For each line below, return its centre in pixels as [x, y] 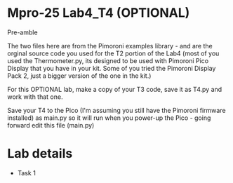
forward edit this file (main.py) [51, 125]
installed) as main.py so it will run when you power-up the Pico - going [109, 118]
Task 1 [27, 172]
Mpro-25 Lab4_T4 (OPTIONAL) [99, 13]
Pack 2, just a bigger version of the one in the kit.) [79, 76]
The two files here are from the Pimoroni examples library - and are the [110, 46]
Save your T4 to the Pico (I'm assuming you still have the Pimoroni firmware [116, 110]
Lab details [40, 154]
